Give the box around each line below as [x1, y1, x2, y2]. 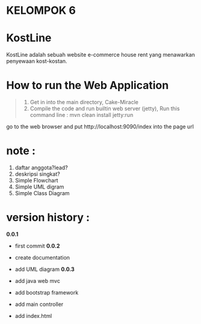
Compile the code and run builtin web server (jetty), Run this [29, 105, 180, 112]
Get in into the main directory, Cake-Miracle [29, 99, 138, 106]
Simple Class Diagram [14, 190, 70, 196]
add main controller [14, 301, 64, 308]
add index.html [14, 312, 52, 319]
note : [6, 144, 36, 158]
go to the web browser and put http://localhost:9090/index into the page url [6, 123, 194, 130]
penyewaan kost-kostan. [6, 58, 67, 65]
